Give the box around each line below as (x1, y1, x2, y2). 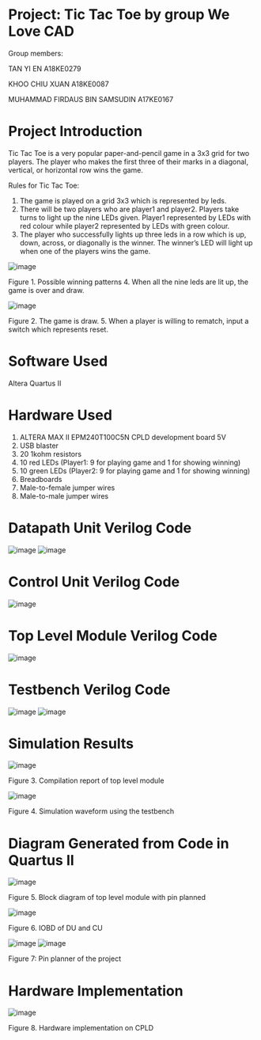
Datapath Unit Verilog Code (8, 518, 192, 537)
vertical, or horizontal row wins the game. (8, 165, 144, 175)
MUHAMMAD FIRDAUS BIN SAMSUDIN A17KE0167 (8, 94, 174, 104)
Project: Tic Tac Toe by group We (8, 6, 230, 24)
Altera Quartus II (8, 378, 62, 388)
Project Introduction (8, 123, 143, 140)
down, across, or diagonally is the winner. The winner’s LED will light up (19, 237, 253, 247)
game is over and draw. (8, 285, 85, 294)
